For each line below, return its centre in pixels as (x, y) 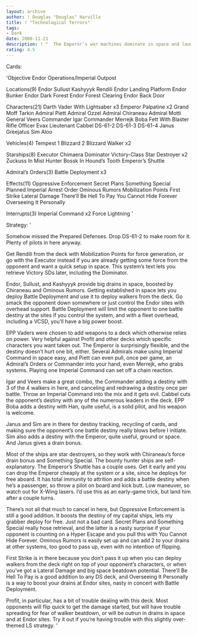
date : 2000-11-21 (27, 39)
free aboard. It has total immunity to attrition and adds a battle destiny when (98, 479)
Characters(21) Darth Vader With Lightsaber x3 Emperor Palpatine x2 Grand (97, 107)
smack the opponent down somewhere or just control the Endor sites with (95, 302)
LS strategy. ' (42, 625)
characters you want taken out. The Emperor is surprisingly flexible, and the (98, 345)
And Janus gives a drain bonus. (44, 443)
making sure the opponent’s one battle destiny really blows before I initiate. (97, 430)
